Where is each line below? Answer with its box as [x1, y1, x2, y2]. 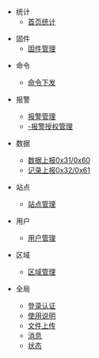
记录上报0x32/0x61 [27, 166, 91, 175]
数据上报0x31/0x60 [27, 155, 91, 165]
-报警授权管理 [27, 122, 74, 131]
